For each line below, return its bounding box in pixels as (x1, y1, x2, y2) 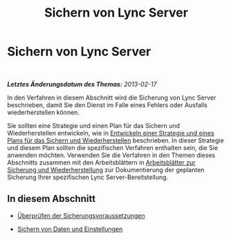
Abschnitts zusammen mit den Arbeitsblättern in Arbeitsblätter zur (7, 158, 196, 167)
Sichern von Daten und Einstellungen (17, 225, 123, 233)
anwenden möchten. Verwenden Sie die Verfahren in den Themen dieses (7, 151, 216, 159)
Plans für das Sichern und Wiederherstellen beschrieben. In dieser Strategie (7, 136, 224, 145)
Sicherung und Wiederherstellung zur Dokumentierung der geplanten (7, 165, 205, 174)
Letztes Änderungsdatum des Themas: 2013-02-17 (7, 80, 157, 88)
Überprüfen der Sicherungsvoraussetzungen (17, 211, 145, 219)
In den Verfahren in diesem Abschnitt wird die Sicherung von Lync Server (7, 93, 216, 102)
